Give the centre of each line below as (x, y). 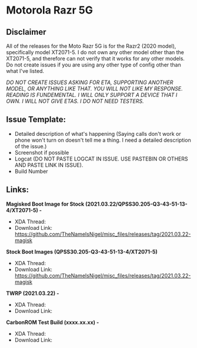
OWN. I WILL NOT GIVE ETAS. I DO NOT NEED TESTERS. (75, 101)
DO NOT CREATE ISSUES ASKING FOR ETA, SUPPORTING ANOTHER (90, 82)
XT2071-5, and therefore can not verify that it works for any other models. (96, 58)
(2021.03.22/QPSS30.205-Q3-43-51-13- (136, 204)
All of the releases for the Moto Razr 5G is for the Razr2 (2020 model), (91, 46)
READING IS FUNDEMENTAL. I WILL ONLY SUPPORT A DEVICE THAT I (92, 95)
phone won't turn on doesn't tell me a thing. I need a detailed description (103, 140)
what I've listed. (25, 71)
